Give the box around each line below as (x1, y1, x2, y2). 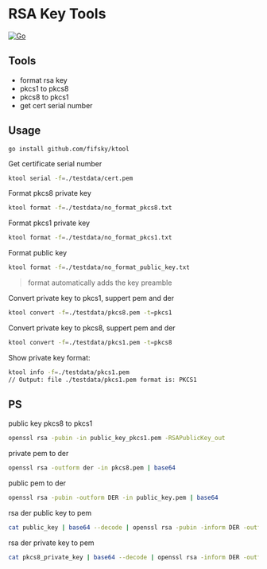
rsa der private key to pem (8, 538, 95, 548)
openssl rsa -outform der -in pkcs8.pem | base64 (8, 464, 176, 472)
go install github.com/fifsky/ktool (8, 145, 130, 153)
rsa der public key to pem (8, 509, 92, 517)
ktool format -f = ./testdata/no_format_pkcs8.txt (8, 204, 172, 212)
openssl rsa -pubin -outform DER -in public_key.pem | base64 (8, 494, 219, 502)
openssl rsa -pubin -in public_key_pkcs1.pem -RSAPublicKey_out (8, 435, 226, 442)
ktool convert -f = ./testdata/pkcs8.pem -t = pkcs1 (8, 309, 172, 317)
